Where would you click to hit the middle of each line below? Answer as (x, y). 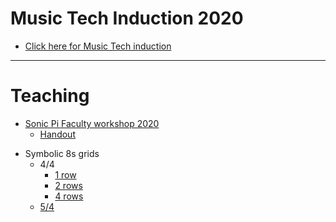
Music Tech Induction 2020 (127, 18)
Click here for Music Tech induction (98, 46)
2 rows (68, 185)
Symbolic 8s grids (62, 153)
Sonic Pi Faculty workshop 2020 (92, 123)
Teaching (50, 96)
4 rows (69, 196)
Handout (57, 134)
